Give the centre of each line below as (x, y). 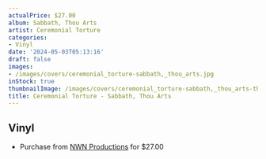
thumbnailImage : (35, 89)
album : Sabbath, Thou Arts (53, 23)
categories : (28, 37)
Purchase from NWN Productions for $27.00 (91, 147)
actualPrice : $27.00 (42, 15)
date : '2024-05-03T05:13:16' (56, 52)
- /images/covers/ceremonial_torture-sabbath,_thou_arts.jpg (111, 74)
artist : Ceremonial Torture (55, 30)
